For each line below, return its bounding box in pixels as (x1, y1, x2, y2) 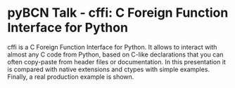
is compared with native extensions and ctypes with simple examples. (7, 65, 210, 73)
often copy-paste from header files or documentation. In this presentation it (7, 57, 227, 66)
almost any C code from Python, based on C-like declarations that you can (7, 50, 224, 59)
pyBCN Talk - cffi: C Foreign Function (7, 5, 229, 21)
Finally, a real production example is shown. (7, 72, 134, 81)
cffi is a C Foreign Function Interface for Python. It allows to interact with (7, 43, 217, 51)
